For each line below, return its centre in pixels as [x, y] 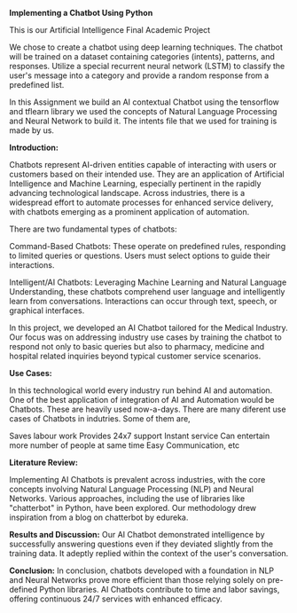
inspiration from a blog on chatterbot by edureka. [99, 517]
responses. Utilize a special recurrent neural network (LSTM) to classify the [147, 66]
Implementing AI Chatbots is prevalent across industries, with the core [137, 479]
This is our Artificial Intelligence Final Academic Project [110, 30]
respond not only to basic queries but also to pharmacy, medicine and [137, 346]
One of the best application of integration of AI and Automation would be [142, 400]
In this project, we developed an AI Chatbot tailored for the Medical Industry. [148, 328]
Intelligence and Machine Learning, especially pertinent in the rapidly [135, 184]
